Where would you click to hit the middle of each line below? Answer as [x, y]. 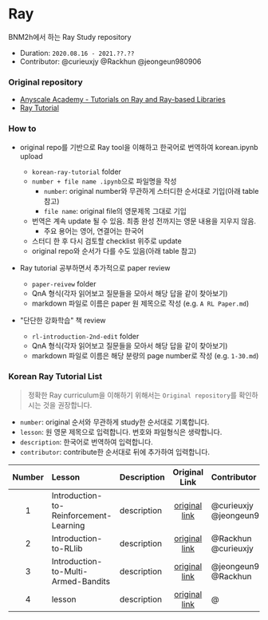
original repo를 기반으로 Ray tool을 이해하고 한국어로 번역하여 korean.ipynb [139, 147]
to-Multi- [70, 571]
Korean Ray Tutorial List [55, 377]
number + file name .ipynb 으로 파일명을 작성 [104, 181]
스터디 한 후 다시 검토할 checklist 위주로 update [106, 241]
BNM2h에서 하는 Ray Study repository [70, 37]
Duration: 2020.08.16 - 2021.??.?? [77, 53]
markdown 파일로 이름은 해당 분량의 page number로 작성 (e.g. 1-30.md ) [145, 355]
